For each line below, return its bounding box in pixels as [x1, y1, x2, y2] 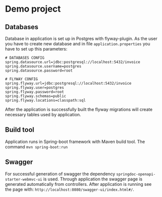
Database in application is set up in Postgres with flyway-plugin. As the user [5, 36, 158, 41]
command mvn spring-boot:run [5, 143, 68, 149]
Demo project [5, 3, 61, 15]
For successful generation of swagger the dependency [5, 171, 115, 177]
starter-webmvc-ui [5, 177, 42, 182]
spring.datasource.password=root [5, 68, 73, 73]
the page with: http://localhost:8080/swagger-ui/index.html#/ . [5, 186, 135, 192]
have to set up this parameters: [5, 46, 68, 52]
